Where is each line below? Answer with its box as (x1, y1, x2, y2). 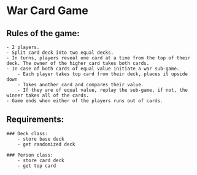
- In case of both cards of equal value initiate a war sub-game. (6, 65, 180, 72)
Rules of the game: (6, 28, 80, 39)
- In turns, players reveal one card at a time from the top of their (6, 55, 191, 61)
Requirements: (6, 114, 64, 125)
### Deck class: (6, 130, 48, 136)
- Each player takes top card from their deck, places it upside (17, 71, 188, 77)
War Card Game (6, 4, 89, 18)
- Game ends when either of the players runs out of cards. (6, 98, 164, 104)
